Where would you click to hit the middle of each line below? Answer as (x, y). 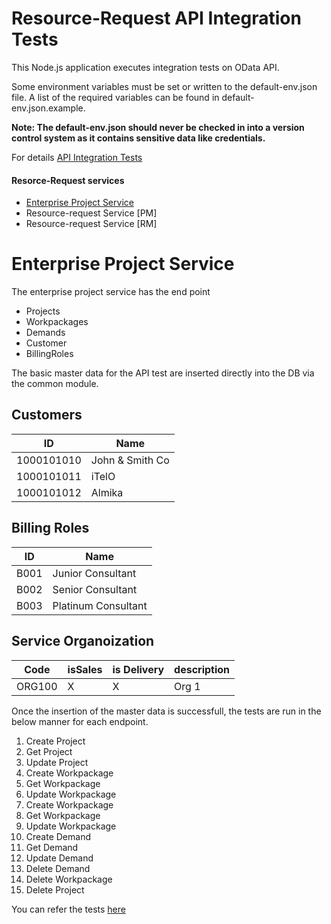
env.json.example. (48, 108)
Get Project (49, 751)
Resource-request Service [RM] (91, 224)
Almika (107, 492)
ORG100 (37, 686)
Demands (45, 333)
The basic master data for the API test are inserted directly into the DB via (163, 373)
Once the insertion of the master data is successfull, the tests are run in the (166, 711)
